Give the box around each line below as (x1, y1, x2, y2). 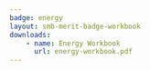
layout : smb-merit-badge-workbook (9, 22, 142, 31)
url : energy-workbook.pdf (33, 47, 133, 56)
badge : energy (9, 13, 64, 23)
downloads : (9, 30, 51, 39)
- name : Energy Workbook (26, 38, 121, 48)
